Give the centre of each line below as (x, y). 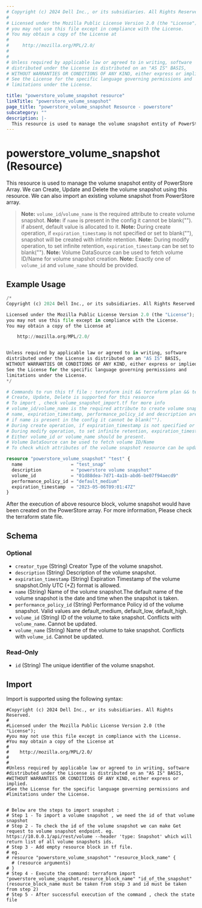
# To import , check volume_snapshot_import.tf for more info (86, 403)
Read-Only (23, 652)
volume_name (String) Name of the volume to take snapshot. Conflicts (99, 630)
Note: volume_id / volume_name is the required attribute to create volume (108, 214)
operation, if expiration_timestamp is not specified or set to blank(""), (107, 233)
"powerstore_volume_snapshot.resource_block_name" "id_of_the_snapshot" (99, 879)
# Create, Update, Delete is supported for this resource (80, 398)
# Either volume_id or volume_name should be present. (76, 437)
